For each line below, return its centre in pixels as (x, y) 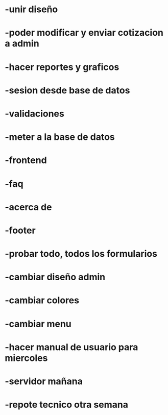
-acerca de (28, 207)
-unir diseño (31, 9)
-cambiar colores (42, 300)
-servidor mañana (44, 381)
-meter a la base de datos (60, 137)
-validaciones (34, 114)
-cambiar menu (38, 324)
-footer (20, 230)
